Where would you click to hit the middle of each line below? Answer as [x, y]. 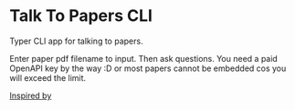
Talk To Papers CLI [81, 16]
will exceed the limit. [48, 77]
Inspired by [31, 95]
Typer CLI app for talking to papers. [76, 41]
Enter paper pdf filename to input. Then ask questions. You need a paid [144, 58]
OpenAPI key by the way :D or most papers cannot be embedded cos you [148, 68]
